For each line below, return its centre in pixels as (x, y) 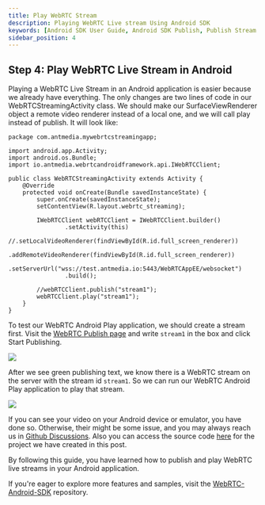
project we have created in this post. (68, 445)
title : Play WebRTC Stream (53, 15)
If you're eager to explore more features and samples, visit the (110, 484)
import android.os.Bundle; (53, 158)
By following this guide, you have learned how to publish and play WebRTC (131, 460)
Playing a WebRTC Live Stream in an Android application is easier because (130, 89)
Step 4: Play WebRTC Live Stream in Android (120, 69)
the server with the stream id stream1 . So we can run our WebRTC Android (129, 381)
